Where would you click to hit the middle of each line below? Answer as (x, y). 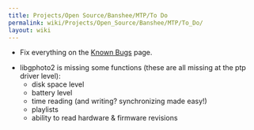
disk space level (58, 84)
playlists (45, 110)
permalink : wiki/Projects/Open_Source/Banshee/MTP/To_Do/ (106, 23)
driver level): (40, 76)
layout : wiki (30, 30)
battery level (52, 93)
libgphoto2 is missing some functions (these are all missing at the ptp (133, 68)
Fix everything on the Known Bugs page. (86, 53)
